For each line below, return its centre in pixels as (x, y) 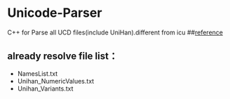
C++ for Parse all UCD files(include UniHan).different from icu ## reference (115, 32)
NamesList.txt (38, 73)
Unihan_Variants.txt (45, 88)
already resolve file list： (62, 57)
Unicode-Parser (55, 13)
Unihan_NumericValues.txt (56, 81)
